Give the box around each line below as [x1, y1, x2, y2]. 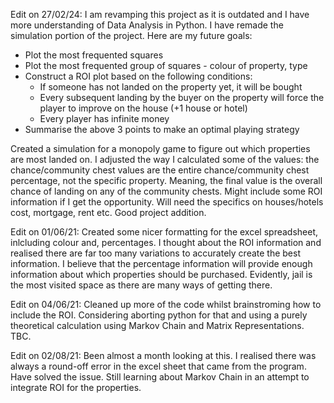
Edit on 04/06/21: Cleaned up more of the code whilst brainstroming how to [10, 299, 322, 310]
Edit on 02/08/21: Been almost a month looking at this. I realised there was [10, 350, 317, 361]
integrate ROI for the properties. [10, 382, 142, 393]
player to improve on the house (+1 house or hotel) [39, 102, 248, 114]
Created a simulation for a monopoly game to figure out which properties [10, 143, 311, 154]
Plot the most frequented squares [24, 49, 164, 61]
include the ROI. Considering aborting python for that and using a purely [10, 309, 308, 321]
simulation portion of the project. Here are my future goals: [10, 30, 253, 41]
